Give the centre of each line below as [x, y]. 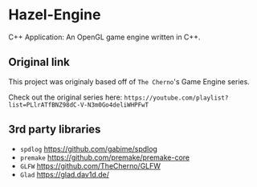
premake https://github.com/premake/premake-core [105, 157]
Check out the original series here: [65, 97]
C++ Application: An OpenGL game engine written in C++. [104, 37]
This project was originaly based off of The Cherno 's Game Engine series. [129, 81]
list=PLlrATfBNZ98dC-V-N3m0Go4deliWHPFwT [79, 105]
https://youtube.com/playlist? [176, 98]
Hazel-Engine [55, 15]
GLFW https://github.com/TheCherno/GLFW [90, 165]
